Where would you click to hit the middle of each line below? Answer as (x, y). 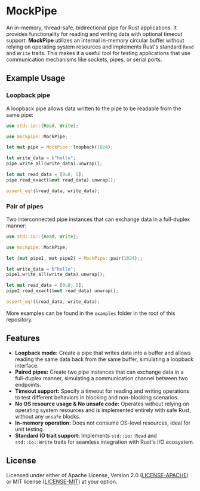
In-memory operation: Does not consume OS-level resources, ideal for (103, 423)
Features (23, 339)
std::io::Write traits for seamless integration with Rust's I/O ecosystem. (104, 442)
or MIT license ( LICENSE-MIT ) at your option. (62, 481)
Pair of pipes (25, 206)
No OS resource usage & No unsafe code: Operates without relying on (102, 404)
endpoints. (28, 384)
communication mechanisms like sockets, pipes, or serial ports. (84, 59)
